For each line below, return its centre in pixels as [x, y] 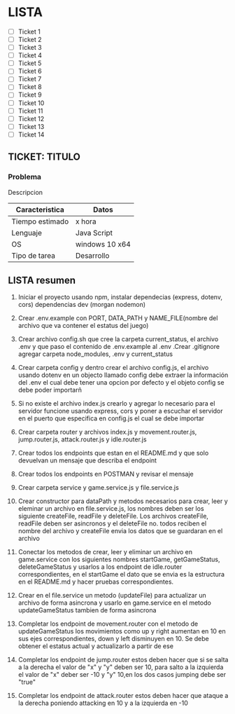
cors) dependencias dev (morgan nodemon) [82, 305]
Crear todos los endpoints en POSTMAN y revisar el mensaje [106, 474]
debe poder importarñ [50, 390]
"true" [27, 682]
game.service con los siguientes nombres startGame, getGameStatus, [119, 559]
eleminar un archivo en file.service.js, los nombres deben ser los [111, 509]
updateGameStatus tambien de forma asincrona [87, 610]
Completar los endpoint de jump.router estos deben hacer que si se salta [123, 660]
